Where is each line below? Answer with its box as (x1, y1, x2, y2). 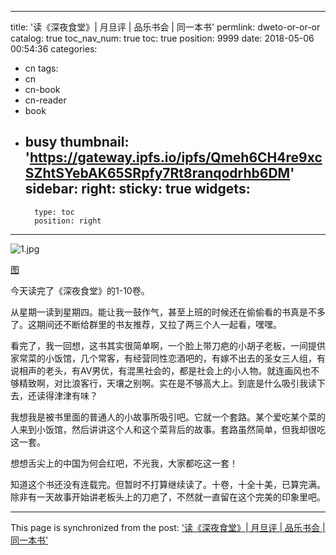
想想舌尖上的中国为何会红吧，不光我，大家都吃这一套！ (10, 457, 238, 469)
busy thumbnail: (24, 134, 130, 151)
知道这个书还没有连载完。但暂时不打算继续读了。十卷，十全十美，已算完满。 (10, 478, 326, 490)
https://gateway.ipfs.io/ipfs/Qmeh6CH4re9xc (29, 149, 323, 166)
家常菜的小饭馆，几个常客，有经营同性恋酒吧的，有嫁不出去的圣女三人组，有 (10, 352, 326, 364)
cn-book (24, 84, 61, 95)
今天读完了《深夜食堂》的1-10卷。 (10, 284, 150, 296)
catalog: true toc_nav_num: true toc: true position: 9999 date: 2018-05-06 (10, 32, 315, 44)
